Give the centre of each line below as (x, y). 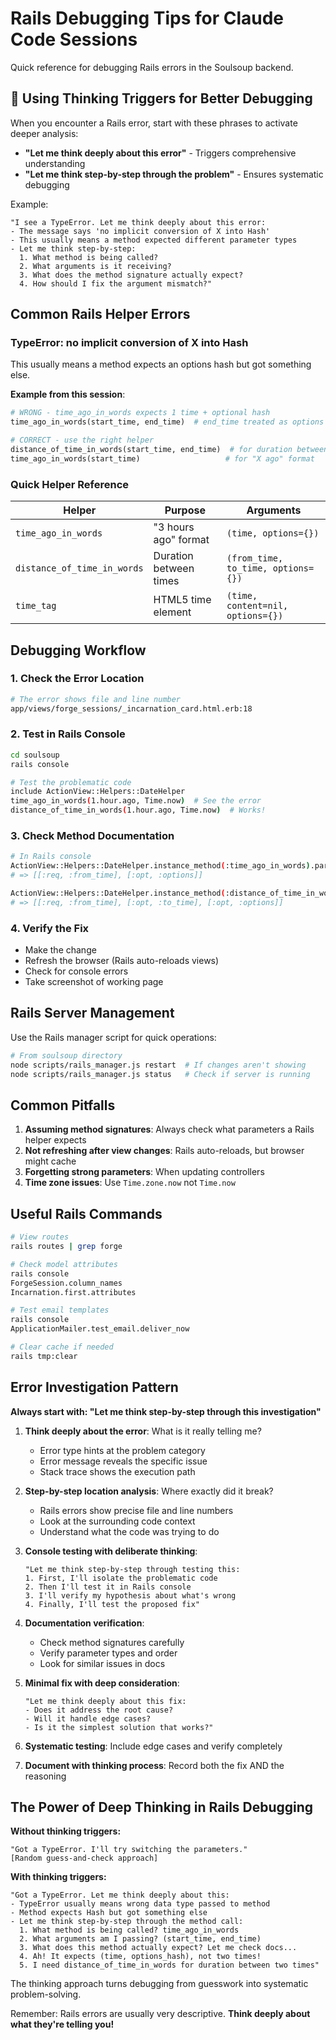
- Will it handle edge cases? (88, 1718)
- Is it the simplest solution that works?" (119, 1727)
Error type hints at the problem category (122, 1450)
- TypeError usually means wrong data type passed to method (140, 1904)
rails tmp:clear (44, 1356)
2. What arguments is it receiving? (95, 266)
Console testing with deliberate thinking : (111, 1551)
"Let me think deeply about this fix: (105, 1701)
